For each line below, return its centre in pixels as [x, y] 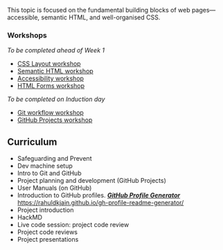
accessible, [24, 17]
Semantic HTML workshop [55, 71]
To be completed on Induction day [56, 99]
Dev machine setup [45, 166]
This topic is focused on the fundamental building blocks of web [99, 10]
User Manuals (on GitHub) [54, 188]
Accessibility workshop [51, 78]
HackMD [30, 217]
